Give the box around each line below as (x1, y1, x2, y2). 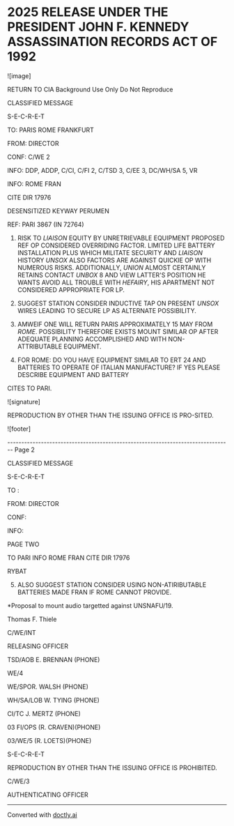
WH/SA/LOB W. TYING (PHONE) (7, 696, 100, 704)
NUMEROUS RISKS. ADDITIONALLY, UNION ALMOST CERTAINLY (17, 263, 206, 272)
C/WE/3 (7, 777, 30, 785)
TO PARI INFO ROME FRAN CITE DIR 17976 (7, 553, 130, 562)
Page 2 (14, 445, 35, 454)
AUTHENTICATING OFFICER (7, 790, 88, 799)
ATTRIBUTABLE (17, 342, 63, 351)
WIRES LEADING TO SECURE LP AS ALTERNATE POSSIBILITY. (17, 306, 196, 314)
